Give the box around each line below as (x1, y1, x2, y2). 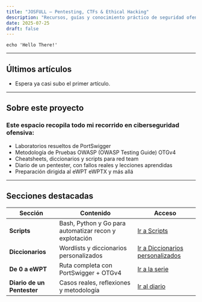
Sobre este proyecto (6, 103, 84, 113)
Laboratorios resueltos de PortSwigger (14, 142, 111, 149)
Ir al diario (137, 282, 166, 291)
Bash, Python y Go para (59, 219, 126, 227)
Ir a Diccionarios (137, 244, 183, 252)
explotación (59, 234, 93, 242)
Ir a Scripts (137, 226, 168, 235)
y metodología (59, 286, 100, 294)
